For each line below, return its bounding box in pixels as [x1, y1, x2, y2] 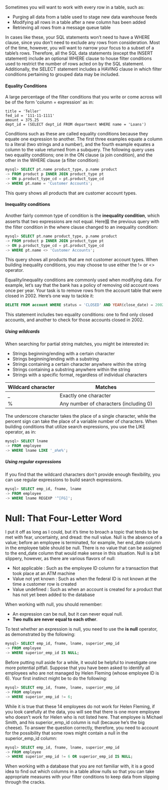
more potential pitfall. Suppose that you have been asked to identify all [5, 665, 150, 671]
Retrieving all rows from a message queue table [12, 24, 111, 30]
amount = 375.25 [5, 117, 39, 123]
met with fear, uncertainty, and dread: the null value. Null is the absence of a [5, 534, 162, 540]
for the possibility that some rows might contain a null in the [5, 730, 128, 736]
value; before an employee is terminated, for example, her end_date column [5, 540, 161, 546]
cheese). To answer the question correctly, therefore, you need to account [5, 725, 158, 731]
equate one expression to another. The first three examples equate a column [5, 136, 163, 142]
